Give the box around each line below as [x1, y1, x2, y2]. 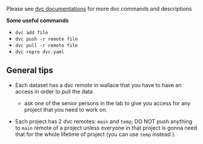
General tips [6, 65, 53, 76]
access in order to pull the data [15, 88, 93, 95]
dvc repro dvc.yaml [15, 49, 65, 55]
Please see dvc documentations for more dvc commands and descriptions [6, 5, 192, 12]
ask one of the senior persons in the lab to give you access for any [24, 99, 191, 106]
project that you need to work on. [24, 106, 108, 113]
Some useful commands [6, 17, 69, 24]
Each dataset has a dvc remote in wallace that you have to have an [15, 81, 182, 88]
